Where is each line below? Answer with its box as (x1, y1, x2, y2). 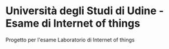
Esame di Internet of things (5, 17, 141, 30)
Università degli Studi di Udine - (5, 4, 164, 18)
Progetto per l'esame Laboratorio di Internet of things (5, 36, 135, 43)
